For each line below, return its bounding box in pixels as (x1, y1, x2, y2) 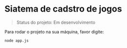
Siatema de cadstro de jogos (4, 3, 122, 15)
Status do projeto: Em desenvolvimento (16, 19, 95, 25)
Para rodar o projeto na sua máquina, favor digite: (4, 29, 104, 34)
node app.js (4, 38, 29, 43)
